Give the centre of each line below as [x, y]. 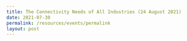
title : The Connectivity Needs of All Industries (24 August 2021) [94, 12]
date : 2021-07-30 [28, 17]
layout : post [23, 29]
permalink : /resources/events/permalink [59, 23]
